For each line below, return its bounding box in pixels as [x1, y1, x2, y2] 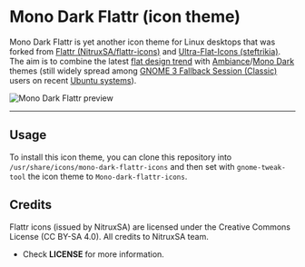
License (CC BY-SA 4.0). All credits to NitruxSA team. [9, 231, 209, 242]
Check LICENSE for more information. [22, 248, 165, 260]
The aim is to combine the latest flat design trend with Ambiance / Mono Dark [9, 55, 295, 66]
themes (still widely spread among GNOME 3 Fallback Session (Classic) [9, 65, 278, 76]
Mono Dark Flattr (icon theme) [9, 6, 241, 27]
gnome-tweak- [236, 163, 286, 172]
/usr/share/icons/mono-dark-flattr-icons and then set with [9, 161, 235, 172]
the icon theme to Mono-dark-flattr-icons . [27, 171, 188, 182]
